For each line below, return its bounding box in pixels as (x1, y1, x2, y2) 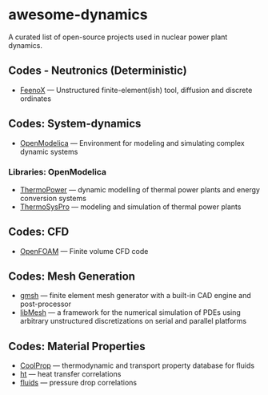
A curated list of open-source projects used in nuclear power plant (8, 32, 228, 42)
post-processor (19, 299, 72, 309)
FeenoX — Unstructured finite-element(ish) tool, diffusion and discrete (19, 85, 253, 95)
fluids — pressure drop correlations (19, 378, 138, 388)
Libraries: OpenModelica (8, 167, 106, 178)
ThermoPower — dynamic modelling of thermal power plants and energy (19, 184, 260, 194)
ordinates (19, 94, 52, 103)
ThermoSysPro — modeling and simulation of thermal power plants (19, 202, 242, 212)
